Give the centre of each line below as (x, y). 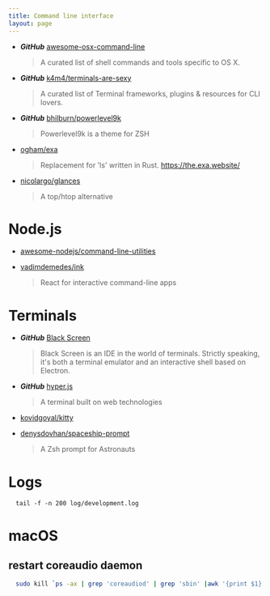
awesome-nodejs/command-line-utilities (88, 251)
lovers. (51, 102)
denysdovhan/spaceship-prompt (75, 433)
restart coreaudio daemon (76, 565)
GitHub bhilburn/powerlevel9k (70, 117)
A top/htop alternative (76, 196)
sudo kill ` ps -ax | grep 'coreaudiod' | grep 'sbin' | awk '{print (132, 584)
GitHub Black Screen (55, 338)
